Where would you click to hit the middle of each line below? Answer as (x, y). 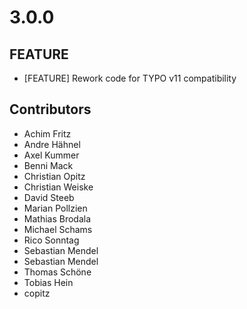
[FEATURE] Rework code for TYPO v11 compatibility (130, 78)
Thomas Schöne (57, 272)
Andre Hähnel (52, 144)
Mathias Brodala (57, 218)
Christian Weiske (58, 187)
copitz (37, 293)
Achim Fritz (47, 133)
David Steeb (49, 197)
